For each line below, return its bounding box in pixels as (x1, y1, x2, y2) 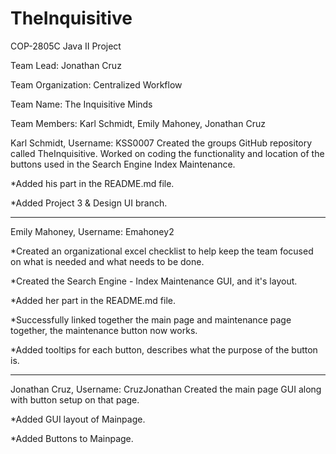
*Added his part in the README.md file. (10, 177, 175, 189)
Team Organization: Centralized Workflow (10, 78, 183, 91)
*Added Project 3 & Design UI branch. (10, 197, 168, 209)
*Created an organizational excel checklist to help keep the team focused (10, 245, 314, 257)
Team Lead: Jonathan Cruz (10, 59, 122, 71)
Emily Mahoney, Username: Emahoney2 (10, 225, 175, 237)
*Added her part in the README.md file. (10, 294, 177, 306)
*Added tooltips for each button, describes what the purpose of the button (10, 343, 318, 356)
